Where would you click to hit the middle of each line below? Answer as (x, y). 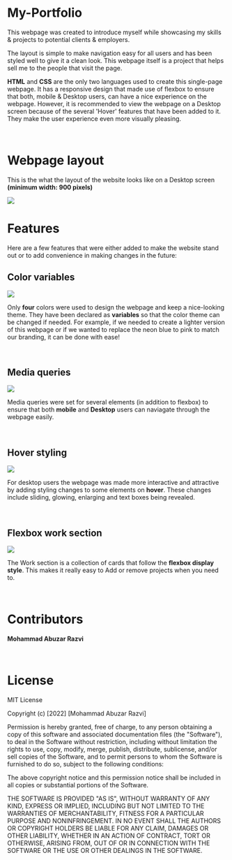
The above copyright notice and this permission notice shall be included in (114, 778)
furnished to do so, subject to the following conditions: (85, 764)
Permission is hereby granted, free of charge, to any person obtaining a (110, 727)
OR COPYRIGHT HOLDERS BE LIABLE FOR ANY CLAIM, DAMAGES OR (108, 828)
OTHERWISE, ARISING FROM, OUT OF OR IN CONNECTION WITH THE (109, 843)
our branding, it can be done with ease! (64, 337)
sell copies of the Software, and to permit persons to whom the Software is (115, 757)
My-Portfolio (45, 13)
